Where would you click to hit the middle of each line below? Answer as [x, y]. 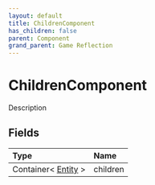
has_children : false [43, 31]
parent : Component [39, 38]
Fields [24, 133]
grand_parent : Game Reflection [61, 46]
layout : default [35, 16]
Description [27, 108]
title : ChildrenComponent [51, 23]
